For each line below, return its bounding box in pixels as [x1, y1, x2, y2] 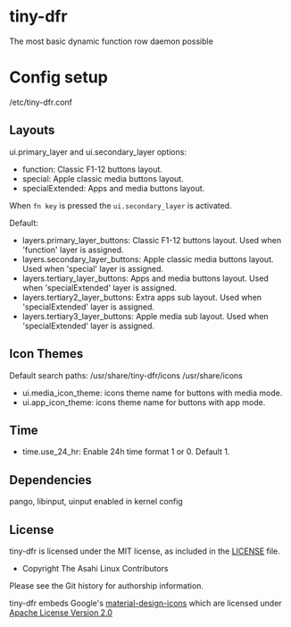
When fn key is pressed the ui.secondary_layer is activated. [9, 199, 232, 211]
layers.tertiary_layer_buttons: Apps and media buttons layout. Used [21, 273, 270, 284]
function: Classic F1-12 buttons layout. [21, 164, 163, 174]
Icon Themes [9, 346, 84, 361]
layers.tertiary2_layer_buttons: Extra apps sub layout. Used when [21, 292, 262, 302]
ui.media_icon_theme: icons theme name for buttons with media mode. [21, 387, 283, 398]
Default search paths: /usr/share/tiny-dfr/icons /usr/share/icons [9, 369, 243, 381]
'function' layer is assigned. [21, 244, 124, 255]
